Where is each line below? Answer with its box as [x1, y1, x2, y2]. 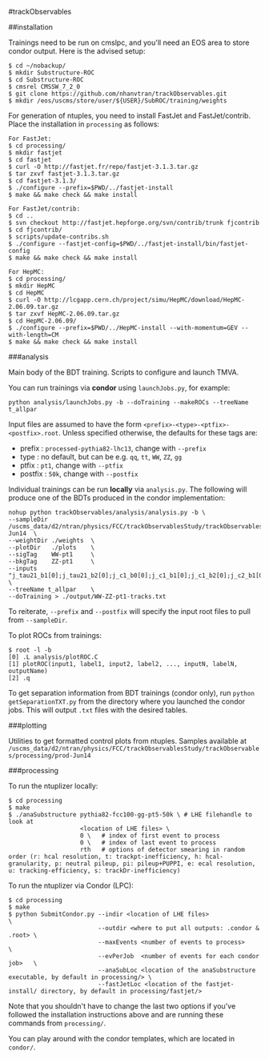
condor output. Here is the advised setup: [8, 46, 146, 55]
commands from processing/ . [8, 1018, 106, 1028]
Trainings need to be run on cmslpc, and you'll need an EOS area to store [8, 38, 250, 47]
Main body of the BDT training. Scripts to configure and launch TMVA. [8, 367, 239, 377]
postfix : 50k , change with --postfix [19, 469, 139, 479]
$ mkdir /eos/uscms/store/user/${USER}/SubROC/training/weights [8, 97, 227, 105]
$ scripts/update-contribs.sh [8, 233, 110, 241]
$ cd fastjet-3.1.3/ [8, 177, 78, 185]
